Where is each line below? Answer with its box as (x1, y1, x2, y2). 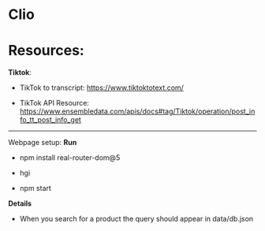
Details (8, 199, 32, 208)
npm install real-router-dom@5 (19, 153, 121, 162)
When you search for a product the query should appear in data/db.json (19, 214, 254, 224)
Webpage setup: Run (8, 138, 77, 147)
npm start (19, 184, 51, 193)
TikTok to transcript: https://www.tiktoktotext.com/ (19, 83, 184, 92)
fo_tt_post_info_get (19, 115, 81, 125)
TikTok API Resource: (19, 99, 89, 108)
